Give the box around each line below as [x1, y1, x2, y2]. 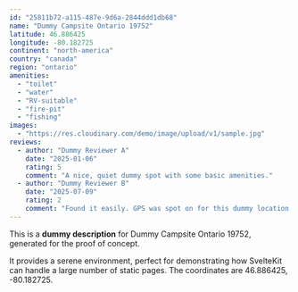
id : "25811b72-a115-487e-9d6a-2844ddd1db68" [9, 13, 178, 22]
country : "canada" [9, 54, 78, 63]
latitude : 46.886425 [9, 29, 87, 38]
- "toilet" [17, 79, 58, 88]
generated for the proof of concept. [9, 238, 140, 248]
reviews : [9, 138, 42, 146]
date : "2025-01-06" [25, 154, 98, 163]
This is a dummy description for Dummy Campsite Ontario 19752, [9, 229, 252, 239]
